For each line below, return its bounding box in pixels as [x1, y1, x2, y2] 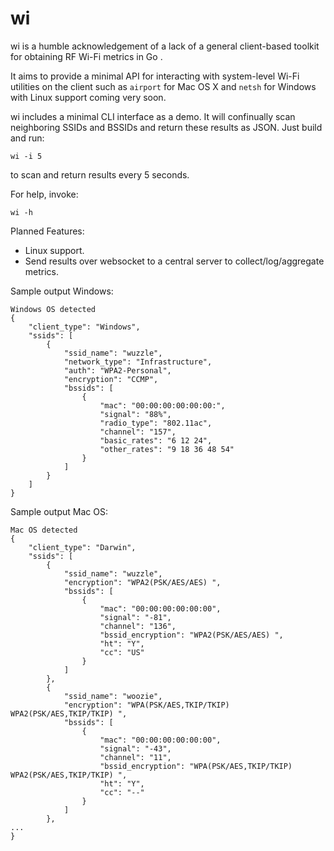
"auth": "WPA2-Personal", [63, 365, 172, 376]
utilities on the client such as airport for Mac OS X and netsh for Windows [10, 80, 317, 92]
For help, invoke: [10, 188, 79, 200]
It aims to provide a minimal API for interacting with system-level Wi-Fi [10, 70, 300, 82]
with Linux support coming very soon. [10, 91, 167, 103]
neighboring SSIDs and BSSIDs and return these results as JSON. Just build [10, 121, 323, 133]
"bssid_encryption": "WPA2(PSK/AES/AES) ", [99, 630, 284, 640]
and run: [10, 132, 45, 144]
